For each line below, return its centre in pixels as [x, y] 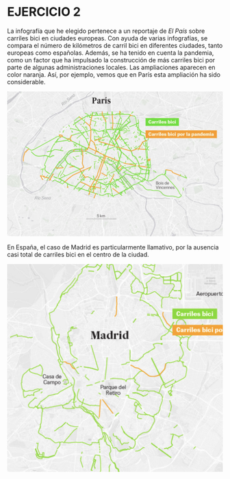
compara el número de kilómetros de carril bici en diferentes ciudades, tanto [115, 45]
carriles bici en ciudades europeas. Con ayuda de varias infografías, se [107, 38]
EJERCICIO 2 [44, 12]
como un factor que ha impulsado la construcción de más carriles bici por [111, 60]
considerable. [26, 82]
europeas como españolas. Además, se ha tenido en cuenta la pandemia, [111, 53]
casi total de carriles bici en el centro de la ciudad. [78, 254]
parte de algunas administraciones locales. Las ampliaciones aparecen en [111, 67]
